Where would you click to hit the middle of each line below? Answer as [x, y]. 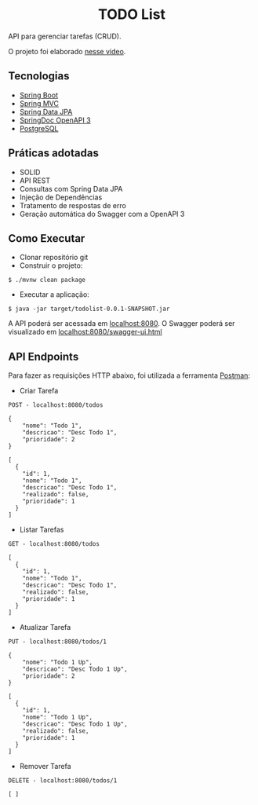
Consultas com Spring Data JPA [71, 188]
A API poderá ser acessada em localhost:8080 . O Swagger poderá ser [122, 324]
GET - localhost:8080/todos [54, 544]
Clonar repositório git [54, 258]
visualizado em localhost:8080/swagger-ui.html [85, 332]
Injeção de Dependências [61, 197]
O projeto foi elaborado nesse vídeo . [67, 51]
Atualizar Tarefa [45, 628]
